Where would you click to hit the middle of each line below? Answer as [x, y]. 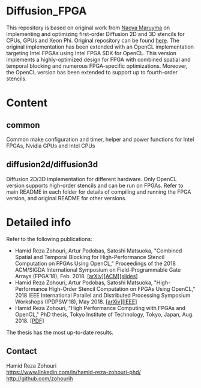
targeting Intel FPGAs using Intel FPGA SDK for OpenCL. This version [91, 53]
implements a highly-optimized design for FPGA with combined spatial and [98, 59]
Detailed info [39, 222]
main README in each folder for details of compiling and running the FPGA [99, 192]
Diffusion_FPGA [46, 11]
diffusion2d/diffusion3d [52, 165]
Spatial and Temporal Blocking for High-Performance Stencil [90, 257]
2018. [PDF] [29, 321]
